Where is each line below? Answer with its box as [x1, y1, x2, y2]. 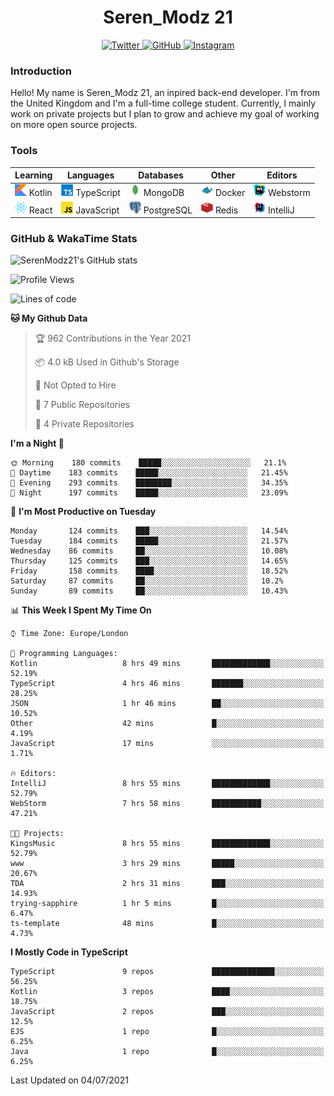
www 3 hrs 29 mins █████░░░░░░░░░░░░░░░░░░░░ [10, 859, 325, 869]
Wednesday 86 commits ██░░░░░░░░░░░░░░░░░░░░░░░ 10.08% [10, 546, 288, 556]
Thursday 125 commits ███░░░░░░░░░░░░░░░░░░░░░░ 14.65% [10, 556, 288, 566]
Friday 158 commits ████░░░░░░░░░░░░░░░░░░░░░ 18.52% [10, 566, 288, 576]
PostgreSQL [143, 204, 193, 216]
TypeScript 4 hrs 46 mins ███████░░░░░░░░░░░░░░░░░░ [10, 679, 325, 689]
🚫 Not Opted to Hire [34, 379, 117, 391]
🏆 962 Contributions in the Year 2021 [34, 332, 192, 345]
